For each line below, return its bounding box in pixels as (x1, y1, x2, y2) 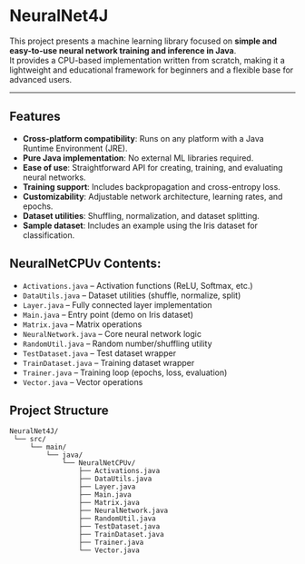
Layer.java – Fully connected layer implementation (22, 299, 212, 310)
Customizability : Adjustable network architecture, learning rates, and (22, 191, 283, 202)
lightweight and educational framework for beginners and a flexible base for (9, 64, 294, 75)
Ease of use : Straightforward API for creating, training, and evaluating (22, 162, 283, 173)
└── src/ (13, 435, 47, 444)
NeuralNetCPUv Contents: (9, 256, 162, 272)
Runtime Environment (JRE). (22, 143, 129, 153)
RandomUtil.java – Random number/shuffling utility (22, 338, 212, 349)
